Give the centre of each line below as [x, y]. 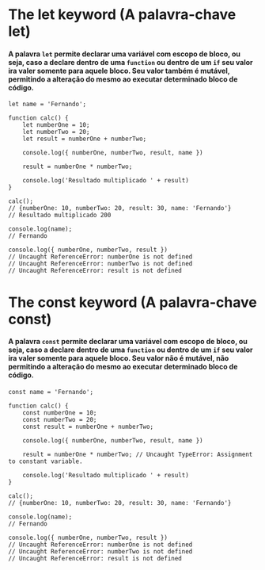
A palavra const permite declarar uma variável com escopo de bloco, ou [128, 342]
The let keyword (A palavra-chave [122, 15]
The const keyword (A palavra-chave [132, 302]
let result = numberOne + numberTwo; [85, 139]
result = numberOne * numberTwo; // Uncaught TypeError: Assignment [138, 454]
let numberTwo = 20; [56, 132]
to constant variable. [45, 461]
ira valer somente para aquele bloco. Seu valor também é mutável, [119, 71]
